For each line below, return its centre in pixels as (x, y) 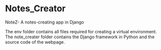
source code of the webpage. (35, 42)
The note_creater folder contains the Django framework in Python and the (80, 37)
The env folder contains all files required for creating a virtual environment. (81, 31)
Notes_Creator (35, 9)
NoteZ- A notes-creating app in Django (45, 22)
